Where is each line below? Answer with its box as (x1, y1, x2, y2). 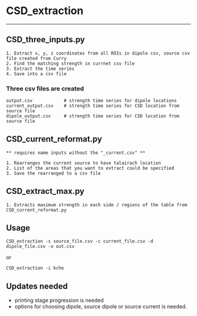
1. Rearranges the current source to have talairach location (6, 160, 161, 166)
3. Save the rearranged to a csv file (6, 170, 101, 176)
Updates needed (6, 281, 68, 291)
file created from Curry (6, 55, 67, 61)
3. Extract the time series (6, 66, 75, 72)
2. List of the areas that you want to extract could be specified (6, 165, 175, 171)
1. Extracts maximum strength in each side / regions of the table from (6, 201, 188, 208)
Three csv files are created (6, 84, 84, 92)
